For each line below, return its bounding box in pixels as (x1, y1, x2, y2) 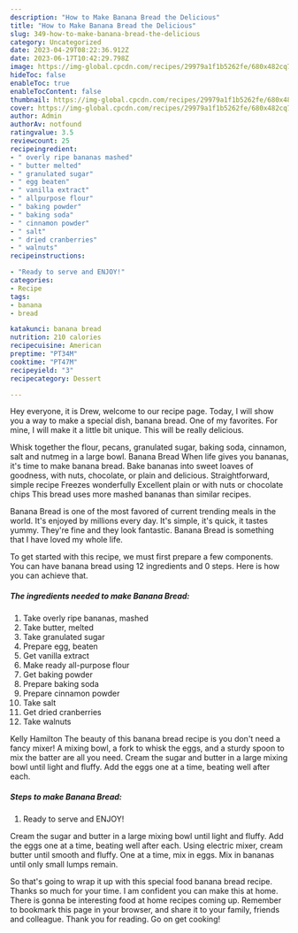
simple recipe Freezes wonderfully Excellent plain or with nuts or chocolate (10, 480, 284, 490)
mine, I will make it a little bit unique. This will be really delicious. (10, 425, 244, 436)
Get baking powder (22, 669, 94, 680)
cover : (10, 104, 34, 112)
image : (10, 63, 34, 72)
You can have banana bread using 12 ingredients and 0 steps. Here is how (10, 561, 280, 572)
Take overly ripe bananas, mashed (22, 613, 149, 624)
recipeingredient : (10, 144, 78, 153)
